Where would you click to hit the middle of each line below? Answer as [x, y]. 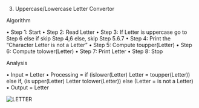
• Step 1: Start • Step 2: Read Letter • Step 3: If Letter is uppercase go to [97, 32]
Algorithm [18, 20]
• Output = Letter [28, 87]
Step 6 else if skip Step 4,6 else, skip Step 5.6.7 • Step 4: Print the [89, 38]
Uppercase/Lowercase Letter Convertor [65, 9]
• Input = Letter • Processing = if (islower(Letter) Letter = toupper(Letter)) [98, 75]
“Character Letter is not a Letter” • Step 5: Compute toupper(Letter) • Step [99, 45]
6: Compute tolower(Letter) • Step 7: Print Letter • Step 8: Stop [85, 51]
